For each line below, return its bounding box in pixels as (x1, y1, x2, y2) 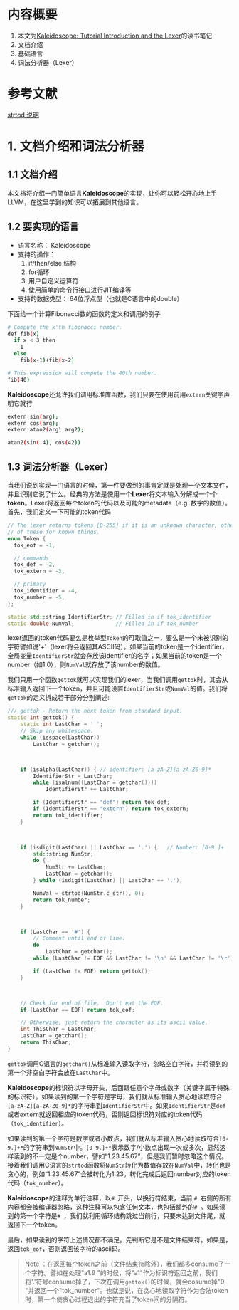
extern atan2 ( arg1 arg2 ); (7, 426, 84, 434)
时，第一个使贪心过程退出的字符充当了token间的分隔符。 (24, 1295, 191, 1304)
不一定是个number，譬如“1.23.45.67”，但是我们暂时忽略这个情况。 (31, 1151, 228, 1160)
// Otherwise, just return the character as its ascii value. (20, 1019, 208, 1026)
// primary (14, 581, 46, 588)
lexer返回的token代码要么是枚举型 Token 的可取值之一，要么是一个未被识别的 (7, 634, 229, 642)
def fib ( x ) (7, 330, 40, 337)
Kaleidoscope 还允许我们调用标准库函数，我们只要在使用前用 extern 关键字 (7, 389, 224, 399)
